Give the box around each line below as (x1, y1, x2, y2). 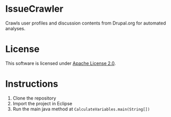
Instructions (5, 78, 58, 90)
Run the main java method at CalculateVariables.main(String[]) (12, 106, 150, 112)
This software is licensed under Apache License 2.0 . (5, 60, 116, 66)
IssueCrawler (5, 3, 63, 15)
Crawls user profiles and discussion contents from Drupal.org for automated (5, 20, 166, 26)
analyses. (5, 25, 26, 31)
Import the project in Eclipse (12, 100, 73, 106)
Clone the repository (12, 95, 56, 101)
